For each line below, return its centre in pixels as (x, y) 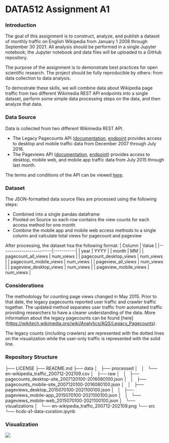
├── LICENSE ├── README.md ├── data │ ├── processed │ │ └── (81, 368)
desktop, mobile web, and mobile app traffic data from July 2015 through (88, 159)
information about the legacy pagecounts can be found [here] (69, 318)
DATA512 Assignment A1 (58, 9)
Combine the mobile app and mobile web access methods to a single (84, 230)
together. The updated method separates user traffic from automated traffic (84, 307)
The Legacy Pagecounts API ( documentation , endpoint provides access (87, 138)
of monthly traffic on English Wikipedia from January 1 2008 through (76, 42)
